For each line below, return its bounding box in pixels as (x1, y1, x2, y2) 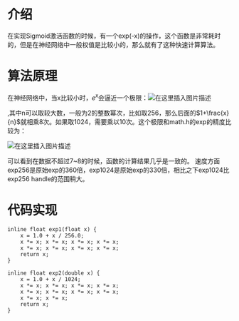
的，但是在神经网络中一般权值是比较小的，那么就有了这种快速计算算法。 (7, 40, 219, 49)
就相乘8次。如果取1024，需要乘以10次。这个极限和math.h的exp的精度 (20, 117, 225, 126)
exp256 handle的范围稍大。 (7, 174, 89, 183)
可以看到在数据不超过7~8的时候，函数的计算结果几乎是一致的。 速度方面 (7, 156, 221, 165)
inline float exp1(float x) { (7, 226, 97, 233)
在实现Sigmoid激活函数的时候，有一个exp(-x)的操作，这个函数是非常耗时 (7, 31, 221, 40)
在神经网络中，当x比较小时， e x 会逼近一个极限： (7, 92, 149, 102)
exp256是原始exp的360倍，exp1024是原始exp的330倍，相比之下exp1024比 (7, 165, 230, 174)
